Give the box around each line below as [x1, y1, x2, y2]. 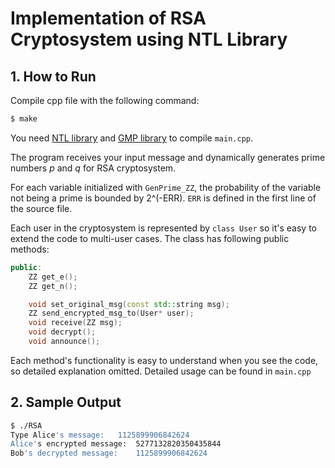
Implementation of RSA [10, 7, 207, 30]
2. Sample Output [10, 394, 122, 411]
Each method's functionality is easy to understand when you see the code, [10, 354, 319, 366]
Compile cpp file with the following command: [10, 95, 200, 106]
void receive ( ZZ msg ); [28, 318, 123, 328]
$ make [10, 114, 38, 124]
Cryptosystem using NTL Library [10, 28, 288, 51]
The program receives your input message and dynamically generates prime [10, 151, 326, 163]
